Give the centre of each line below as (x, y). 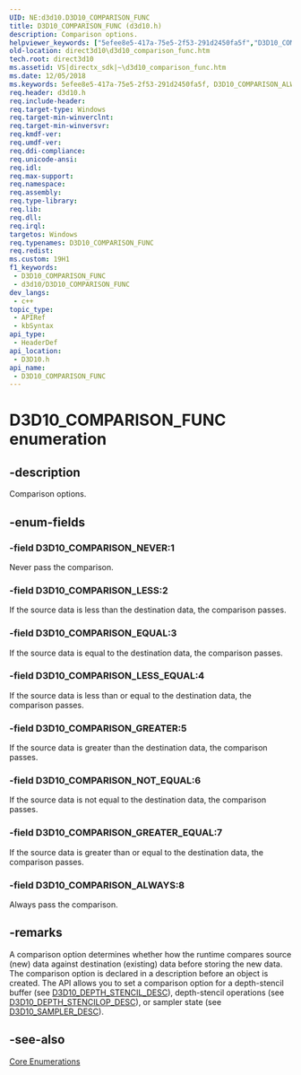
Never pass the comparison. (61, 567)
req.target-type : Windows (57, 109)
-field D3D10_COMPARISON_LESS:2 (89, 590)
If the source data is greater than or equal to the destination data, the (137, 852)
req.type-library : (43, 201)
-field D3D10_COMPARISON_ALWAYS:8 (97, 885)
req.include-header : (48, 101)
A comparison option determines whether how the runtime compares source (150, 954)
